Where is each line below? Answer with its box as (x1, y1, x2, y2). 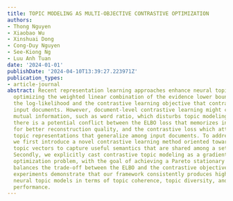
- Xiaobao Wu (7, 29, 45, 37)
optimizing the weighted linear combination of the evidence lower (13, 94, 213, 101)
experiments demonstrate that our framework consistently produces (13, 171, 213, 178)
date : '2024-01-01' (7, 61, 64, 68)
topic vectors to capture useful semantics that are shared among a (13, 145, 216, 152)
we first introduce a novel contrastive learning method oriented (13, 139, 209, 146)
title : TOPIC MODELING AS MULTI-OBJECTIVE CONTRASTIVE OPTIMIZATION (7, 10, 209, 17)
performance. (13, 184, 51, 191)
